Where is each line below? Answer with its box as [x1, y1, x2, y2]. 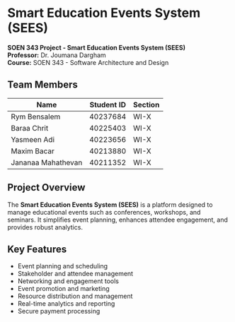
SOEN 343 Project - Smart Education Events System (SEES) [7, 43, 186, 52]
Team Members [7, 79, 78, 91]
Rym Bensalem [11, 112, 61, 121]
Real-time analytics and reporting [17, 299, 115, 308]
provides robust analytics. [7, 222, 84, 231]
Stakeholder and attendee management [17, 270, 133, 278]
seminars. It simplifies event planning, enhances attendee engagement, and [7, 215, 228, 224]
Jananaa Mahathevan [11, 157, 83, 167]
